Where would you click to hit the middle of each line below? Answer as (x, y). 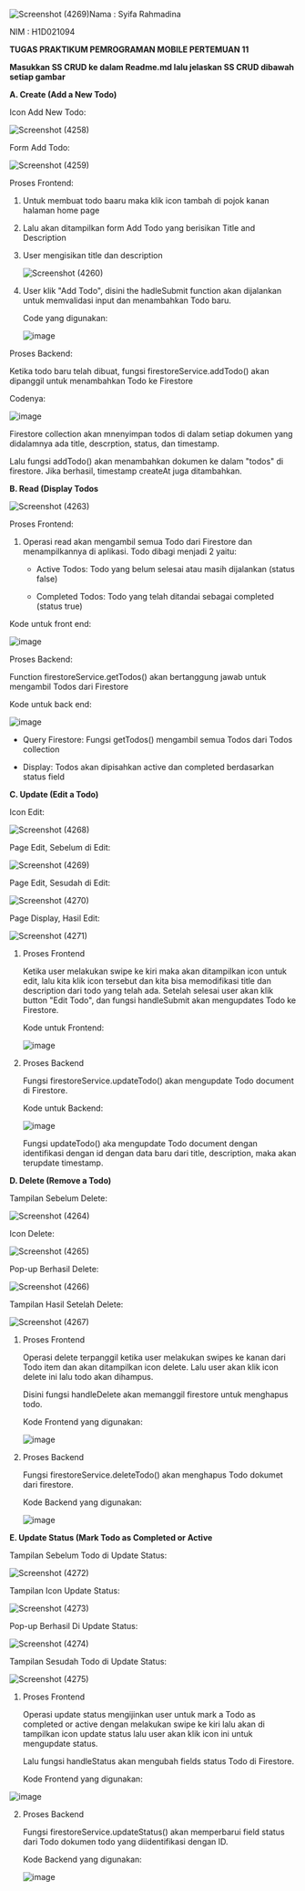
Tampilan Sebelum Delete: (58, 1198)
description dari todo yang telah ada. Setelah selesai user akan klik (148, 991)
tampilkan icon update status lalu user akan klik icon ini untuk (137, 1734)
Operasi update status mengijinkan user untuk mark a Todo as (139, 1714)
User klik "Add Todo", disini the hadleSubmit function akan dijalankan (152, 291)
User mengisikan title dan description (92, 255)
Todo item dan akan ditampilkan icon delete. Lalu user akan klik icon (151, 1367)
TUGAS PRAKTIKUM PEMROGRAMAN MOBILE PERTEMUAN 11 (129, 49)
